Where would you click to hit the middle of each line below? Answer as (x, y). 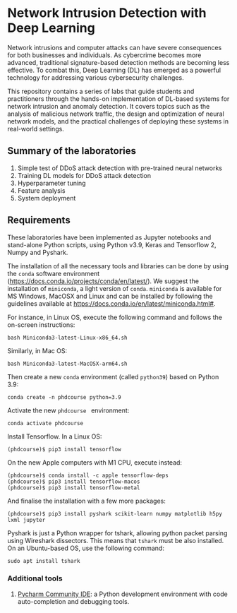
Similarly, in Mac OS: (37, 350)
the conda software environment (54, 273)
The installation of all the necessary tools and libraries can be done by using (118, 266)
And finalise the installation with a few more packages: (86, 501)
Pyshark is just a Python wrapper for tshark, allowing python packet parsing (117, 533)
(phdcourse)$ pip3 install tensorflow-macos (74, 482)
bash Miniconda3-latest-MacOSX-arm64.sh (68, 364)
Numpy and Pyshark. (38, 252)
